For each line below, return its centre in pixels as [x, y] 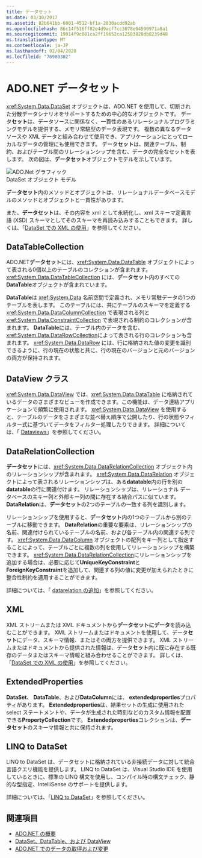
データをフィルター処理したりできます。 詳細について [120, 424]
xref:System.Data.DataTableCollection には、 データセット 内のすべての [93, 277]
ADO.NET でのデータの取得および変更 [62, 849]
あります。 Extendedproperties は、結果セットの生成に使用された [103, 705]
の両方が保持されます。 [35, 358]
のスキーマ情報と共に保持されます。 [72, 727]
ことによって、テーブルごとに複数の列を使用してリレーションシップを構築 [103, 547]
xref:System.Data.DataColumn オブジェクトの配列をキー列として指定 [103, 540]
